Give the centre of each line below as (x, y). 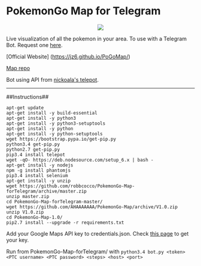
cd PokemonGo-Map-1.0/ (34, 217)
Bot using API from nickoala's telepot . (52, 79)
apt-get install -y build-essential (52, 113)
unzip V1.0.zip (25, 212)
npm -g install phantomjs (38, 170)
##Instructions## (28, 97)
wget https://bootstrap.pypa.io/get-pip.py (61, 139)
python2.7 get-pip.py (33, 149)
